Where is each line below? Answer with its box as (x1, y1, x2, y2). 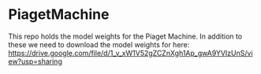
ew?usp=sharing (8, 57, 63, 66)
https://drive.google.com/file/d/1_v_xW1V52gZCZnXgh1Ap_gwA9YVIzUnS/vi (8, 48, 254, 57)
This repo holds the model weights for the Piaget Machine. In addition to (8, 31, 243, 41)
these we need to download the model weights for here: (8, 39, 190, 49)
